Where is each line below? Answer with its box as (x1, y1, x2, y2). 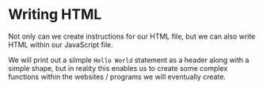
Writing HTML (8, 6, 102, 24)
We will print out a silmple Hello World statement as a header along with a (8, 55, 250, 65)
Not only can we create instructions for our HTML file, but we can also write (8, 32, 256, 41)
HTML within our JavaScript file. (8, 39, 113, 49)
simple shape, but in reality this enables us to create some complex (8, 63, 228, 72)
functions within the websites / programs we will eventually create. (8, 72, 226, 81)
